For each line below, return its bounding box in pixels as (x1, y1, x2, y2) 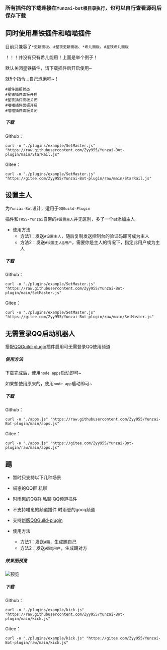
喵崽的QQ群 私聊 (12, 485, 48, 491)
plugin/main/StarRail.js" (5, 152, 59, 157)
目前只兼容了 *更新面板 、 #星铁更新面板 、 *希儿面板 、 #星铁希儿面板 (5, 43, 129, 49)
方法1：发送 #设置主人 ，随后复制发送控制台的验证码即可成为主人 (20, 233, 150, 239)
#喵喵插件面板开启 (5, 102, 38, 108)
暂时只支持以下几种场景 (12, 475, 61, 481)
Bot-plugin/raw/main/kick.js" (5, 640, 69, 645)
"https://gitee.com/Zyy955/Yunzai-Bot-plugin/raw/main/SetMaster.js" (5, 314, 154, 320)
